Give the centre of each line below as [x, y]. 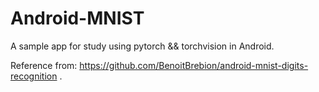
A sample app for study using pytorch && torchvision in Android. [142, 46]
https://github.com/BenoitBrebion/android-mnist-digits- [194, 65]
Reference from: [44, 65]
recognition [34, 76]
